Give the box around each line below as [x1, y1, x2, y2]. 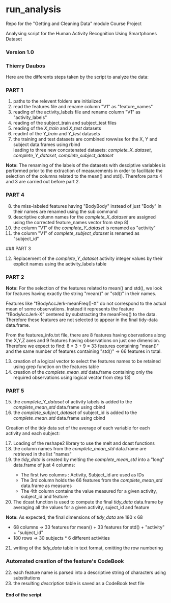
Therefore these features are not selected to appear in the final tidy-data [6, 317, 158, 323]
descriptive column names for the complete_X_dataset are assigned [13, 213, 156, 220]
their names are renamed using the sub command [13, 208, 118, 214]
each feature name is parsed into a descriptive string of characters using [13, 569, 166, 575]
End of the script [6, 592, 42, 598]
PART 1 [6, 87, 23, 94]
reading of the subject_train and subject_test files [13, 120, 117, 126]
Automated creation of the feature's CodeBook [6, 558, 124, 565]
